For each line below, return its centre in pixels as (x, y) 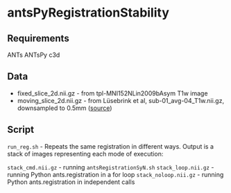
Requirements (38, 38)
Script (21, 130)
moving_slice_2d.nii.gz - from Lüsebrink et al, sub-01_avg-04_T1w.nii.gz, (120, 100)
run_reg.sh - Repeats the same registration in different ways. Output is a (110, 146)
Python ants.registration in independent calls (71, 182)
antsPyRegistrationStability (88, 13)
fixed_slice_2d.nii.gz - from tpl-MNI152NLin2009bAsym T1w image (112, 93)
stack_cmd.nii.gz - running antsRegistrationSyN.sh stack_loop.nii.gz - (111, 167)
